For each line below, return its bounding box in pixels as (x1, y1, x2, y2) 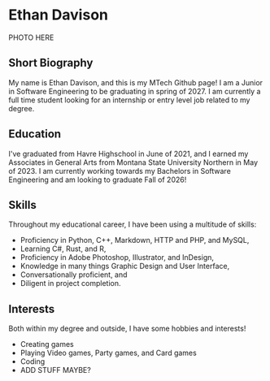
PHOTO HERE (8, 32, 54, 42)
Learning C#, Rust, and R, (20, 244, 107, 253)
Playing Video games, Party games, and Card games (20, 348, 197, 358)
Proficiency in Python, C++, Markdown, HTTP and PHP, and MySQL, (20, 236, 250, 245)
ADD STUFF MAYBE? (20, 366, 91, 375)
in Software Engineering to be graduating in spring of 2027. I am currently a (8, 86, 261, 96)
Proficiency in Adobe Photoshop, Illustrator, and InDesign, (20, 253, 214, 262)
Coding (20, 357, 46, 366)
